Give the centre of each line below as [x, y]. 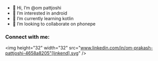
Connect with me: [28, 37]
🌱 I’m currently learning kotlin [43, 18]
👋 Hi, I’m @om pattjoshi [37, 8]
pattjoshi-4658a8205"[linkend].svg [42, 53]
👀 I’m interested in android [40, 13]
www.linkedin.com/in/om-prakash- [117, 48]
